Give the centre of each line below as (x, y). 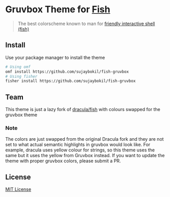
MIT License (18, 189)
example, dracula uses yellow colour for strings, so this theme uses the (80, 150)
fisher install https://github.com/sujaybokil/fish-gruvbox (71, 81)
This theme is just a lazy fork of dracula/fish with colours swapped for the (83, 110)
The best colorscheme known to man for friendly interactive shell (86, 24)
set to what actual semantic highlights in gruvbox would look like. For (78, 145)
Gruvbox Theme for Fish (58, 9)
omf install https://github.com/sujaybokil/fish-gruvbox (67, 72)
